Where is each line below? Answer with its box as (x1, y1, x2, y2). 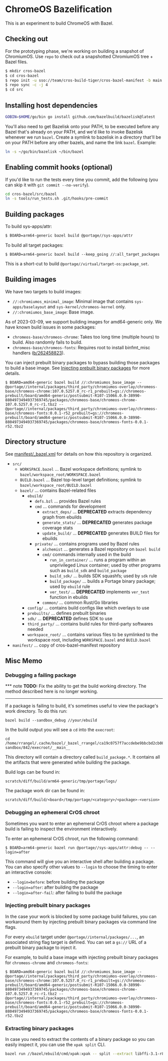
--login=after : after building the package (12, 884, 98, 890)
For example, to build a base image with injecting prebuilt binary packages (5, 954, 158, 960)
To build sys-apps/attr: (5, 224, 52, 230)
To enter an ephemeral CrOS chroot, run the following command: (5, 835, 139, 841)
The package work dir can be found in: (5, 788, 85, 794)
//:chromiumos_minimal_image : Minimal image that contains (12, 298, 133, 304)
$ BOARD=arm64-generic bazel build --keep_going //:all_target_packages (5, 252, 160, 257)
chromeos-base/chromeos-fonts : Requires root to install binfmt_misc (12, 344, 150, 350)
